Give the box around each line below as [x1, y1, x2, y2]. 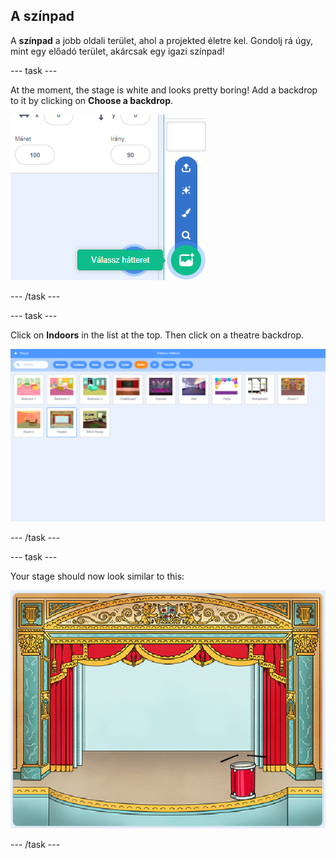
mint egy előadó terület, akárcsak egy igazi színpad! [10, 45, 225, 57]
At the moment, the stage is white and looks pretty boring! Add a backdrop [10, 84, 318, 96]
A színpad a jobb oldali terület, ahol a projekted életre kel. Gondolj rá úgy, [10, 34, 314, 46]
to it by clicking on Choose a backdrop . [10, 94, 174, 106]
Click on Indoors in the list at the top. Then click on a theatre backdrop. [10, 329, 305, 341]
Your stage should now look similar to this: [10, 570, 185, 583]
